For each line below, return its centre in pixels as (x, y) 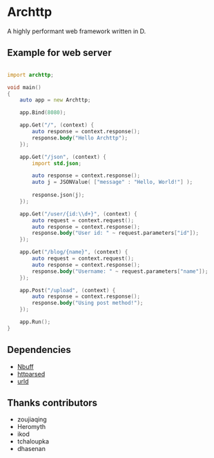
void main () (24, 87)
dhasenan (31, 449)
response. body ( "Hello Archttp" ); (80, 138)
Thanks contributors (52, 402)
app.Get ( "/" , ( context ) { (57, 125)
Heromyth (31, 427)
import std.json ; (57, 163)
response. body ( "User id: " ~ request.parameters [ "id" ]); (115, 233)
